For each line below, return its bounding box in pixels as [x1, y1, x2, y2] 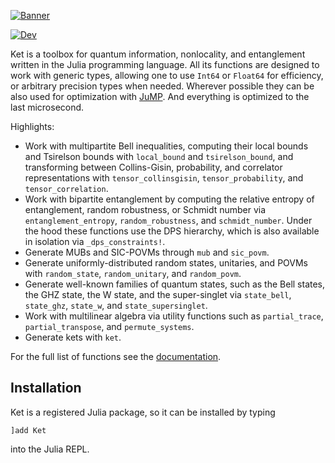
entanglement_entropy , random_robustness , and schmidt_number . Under [24, 215, 313, 226]
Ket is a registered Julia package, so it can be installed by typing [10, 406, 276, 418]
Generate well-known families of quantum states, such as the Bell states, [24, 278, 326, 290]
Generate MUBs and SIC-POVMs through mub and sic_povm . [24, 246, 270, 258]
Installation [10, 380, 82, 397]
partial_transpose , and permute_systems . [24, 321, 195, 332]
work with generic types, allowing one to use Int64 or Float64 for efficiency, [10, 70, 324, 81]
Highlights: [10, 121, 55, 132]
